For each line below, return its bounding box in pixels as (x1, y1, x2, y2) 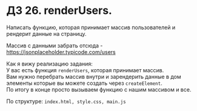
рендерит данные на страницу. (6, 30, 87, 37)
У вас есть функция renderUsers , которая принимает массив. (6, 66, 164, 73)
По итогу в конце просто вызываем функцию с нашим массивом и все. (6, 86, 192, 93)
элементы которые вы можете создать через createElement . (6, 79, 162, 87)
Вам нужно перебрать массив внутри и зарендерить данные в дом (6, 73, 181, 80)
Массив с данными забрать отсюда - (6, 42, 103, 49)
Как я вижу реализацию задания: (6, 60, 93, 67)
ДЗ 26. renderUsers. (6, 4, 112, 18)
